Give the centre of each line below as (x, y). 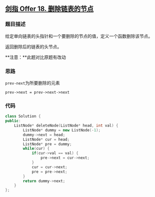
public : (13, 121)
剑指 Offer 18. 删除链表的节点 (50, 9)
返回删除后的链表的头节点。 (33, 47)
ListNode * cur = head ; (46, 139)
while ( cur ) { (36, 149)
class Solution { (23, 116)
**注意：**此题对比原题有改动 (36, 57)
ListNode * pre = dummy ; (47, 144)
